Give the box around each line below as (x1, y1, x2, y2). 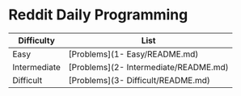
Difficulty (18, 35, 55, 46)
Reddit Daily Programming (8, 6, 188, 24)
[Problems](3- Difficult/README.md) (68, 74, 210, 86)
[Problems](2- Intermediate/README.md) (68, 61, 229, 73)
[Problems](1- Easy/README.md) (68, 48, 199, 60)
